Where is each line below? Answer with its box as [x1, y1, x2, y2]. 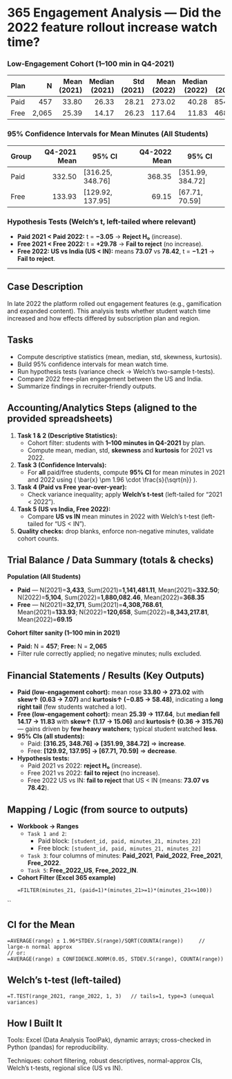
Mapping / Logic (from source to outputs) [7, 804, 188, 815]
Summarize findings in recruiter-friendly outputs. [17, 382, 157, 390]
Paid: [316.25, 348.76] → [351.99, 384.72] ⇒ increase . [27, 739, 186, 748]
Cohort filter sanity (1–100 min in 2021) [7, 628, 121, 637]
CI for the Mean [7, 919, 75, 931]
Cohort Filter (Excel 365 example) [17, 873, 116, 882]
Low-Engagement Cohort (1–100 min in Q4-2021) [7, 59, 175, 69]
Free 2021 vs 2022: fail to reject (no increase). [27, 769, 160, 777]
